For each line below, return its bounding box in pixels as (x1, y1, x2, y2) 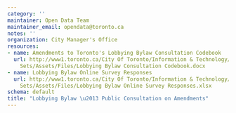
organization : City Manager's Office (7, 36, 118, 44)
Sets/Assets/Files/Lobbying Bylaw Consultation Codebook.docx (20, 62, 206, 69)
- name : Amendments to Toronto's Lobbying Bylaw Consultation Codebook (7, 50, 221, 57)
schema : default (7, 88, 55, 95)
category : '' (7, 10, 46, 18)
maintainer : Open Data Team (7, 17, 90, 24)
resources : (7, 43, 39, 50)
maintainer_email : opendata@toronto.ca (7, 23, 124, 30)
